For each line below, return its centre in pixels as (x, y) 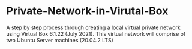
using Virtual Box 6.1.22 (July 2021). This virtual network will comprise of (96, 33)
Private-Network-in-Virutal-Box (87, 11)
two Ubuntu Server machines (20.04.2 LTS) (60, 40)
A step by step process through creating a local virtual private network (94, 27)
